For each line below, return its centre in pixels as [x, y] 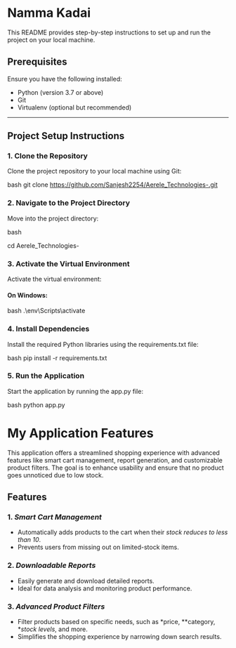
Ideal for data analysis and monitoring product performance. [105, 588]
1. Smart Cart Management [54, 517]
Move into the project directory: [53, 218]
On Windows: [27, 295]
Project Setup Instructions [66, 136]
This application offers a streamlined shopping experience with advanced [113, 452]
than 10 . [29, 540]
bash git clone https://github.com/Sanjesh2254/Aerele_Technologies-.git [112, 185]
